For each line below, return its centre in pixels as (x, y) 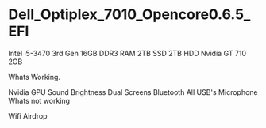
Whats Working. (35, 77)
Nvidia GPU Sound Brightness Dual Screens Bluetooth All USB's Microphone (133, 92)
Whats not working (39, 100)
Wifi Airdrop (28, 115)
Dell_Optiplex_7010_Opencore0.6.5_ (129, 15)
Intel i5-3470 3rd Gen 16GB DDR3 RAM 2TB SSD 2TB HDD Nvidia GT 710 (127, 53)
